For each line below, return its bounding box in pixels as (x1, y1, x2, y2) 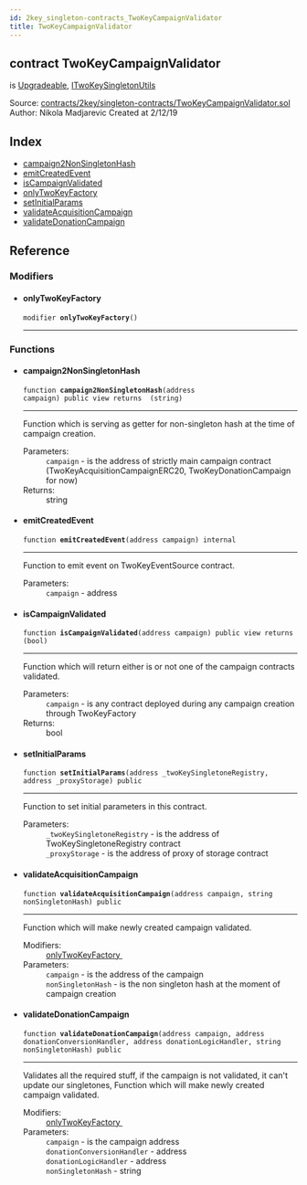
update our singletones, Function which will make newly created (22, 1079, 265, 1090)
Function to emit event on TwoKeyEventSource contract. (22, 559, 236, 571)
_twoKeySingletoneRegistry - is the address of (45, 829, 220, 840)
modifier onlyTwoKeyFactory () (22, 312, 139, 323)
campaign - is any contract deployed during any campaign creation (45, 698, 295, 709)
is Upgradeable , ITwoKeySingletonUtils (9, 79, 156, 91)
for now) (45, 474, 79, 485)
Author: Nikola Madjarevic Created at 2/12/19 (9, 107, 178, 119)
